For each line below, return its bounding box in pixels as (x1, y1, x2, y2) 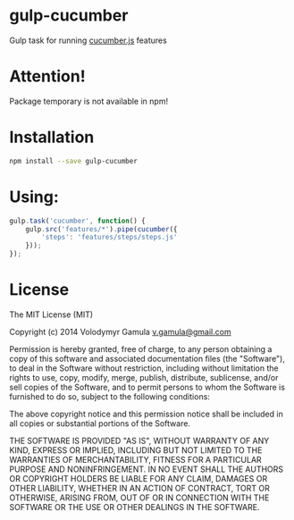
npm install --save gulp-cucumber (9, 156, 139, 165)
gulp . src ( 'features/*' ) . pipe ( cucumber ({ (25, 224, 178, 233)
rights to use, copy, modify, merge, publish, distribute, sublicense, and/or (9, 372, 279, 382)
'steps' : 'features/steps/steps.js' (41, 233, 178, 242)
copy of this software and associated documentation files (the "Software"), (9, 353, 286, 364)
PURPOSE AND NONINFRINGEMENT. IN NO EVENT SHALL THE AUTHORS (9, 464, 284, 474)
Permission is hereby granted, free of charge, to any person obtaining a (9, 343, 273, 354)
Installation (9, 127, 95, 147)
